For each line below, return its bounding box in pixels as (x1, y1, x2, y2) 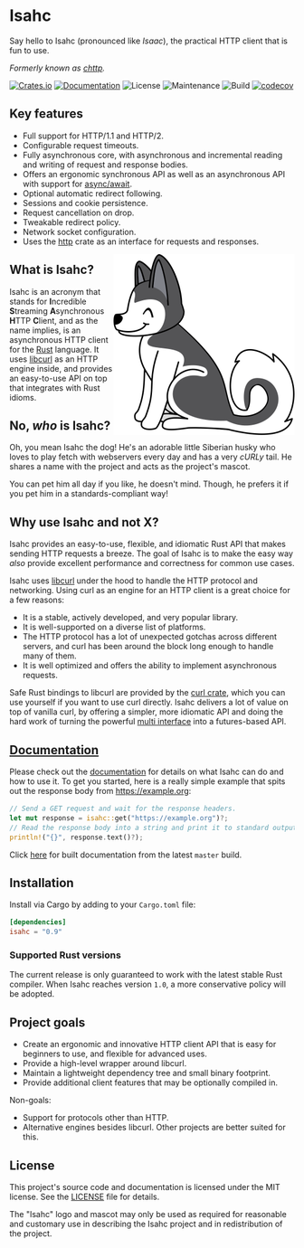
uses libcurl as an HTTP (9, 354, 99, 364)
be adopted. (9, 988, 55, 999)
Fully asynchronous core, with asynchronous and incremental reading (22, 149, 283, 160)
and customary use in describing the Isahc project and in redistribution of (9, 1218, 283, 1229)
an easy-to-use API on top (9, 373, 108, 383)
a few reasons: (9, 594, 65, 606)
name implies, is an (9, 325, 81, 336)
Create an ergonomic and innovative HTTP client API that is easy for (22, 1039, 277, 1050)
